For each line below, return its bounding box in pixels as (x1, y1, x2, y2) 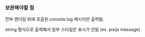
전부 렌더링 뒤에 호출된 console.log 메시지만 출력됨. (5, 16, 104, 22)
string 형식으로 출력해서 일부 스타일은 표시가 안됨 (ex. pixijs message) (5, 27, 141, 33)
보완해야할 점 (5, 4, 34, 11)
